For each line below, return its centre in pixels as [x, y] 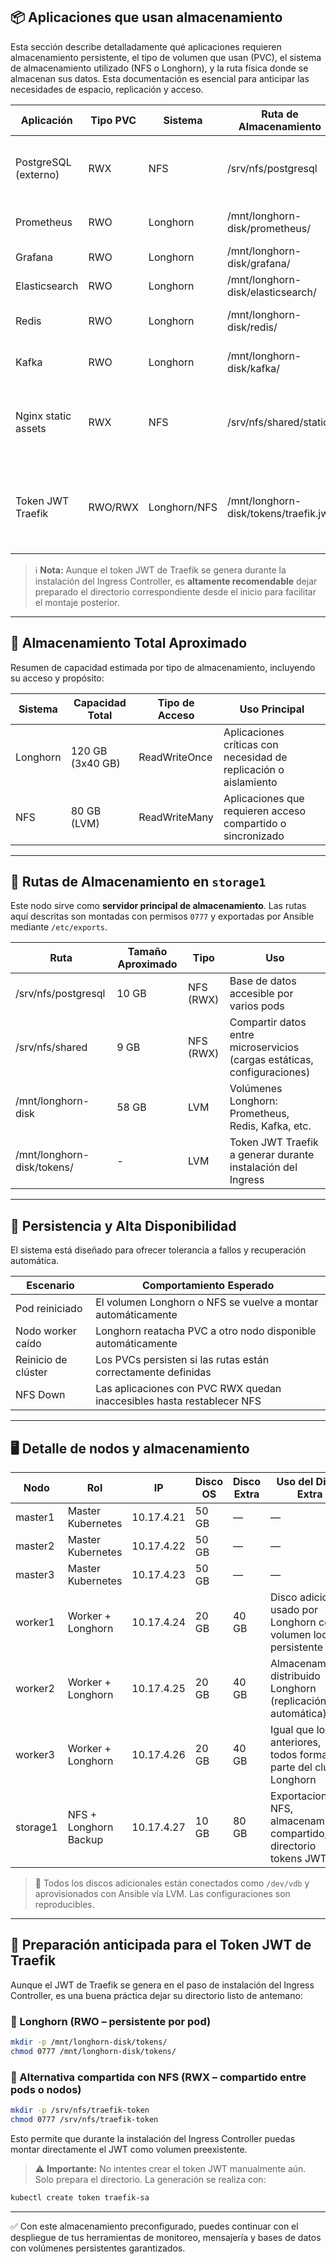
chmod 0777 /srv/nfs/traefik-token [84, 2120]
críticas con [251, 744]
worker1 [35, 1622]
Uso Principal [272, 709]
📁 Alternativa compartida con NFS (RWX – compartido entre [158, 2077]
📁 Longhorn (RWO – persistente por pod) [111, 2021]
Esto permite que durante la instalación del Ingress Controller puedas [153, 2138]
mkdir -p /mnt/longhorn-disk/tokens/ [89, 2042]
